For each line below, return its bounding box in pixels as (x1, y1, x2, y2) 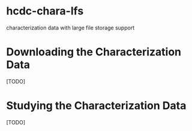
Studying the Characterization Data (6, 99, 187, 112)
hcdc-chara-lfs (6, 4, 84, 18)
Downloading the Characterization (6, 45, 182, 59)
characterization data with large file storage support (6, 24, 135, 31)
